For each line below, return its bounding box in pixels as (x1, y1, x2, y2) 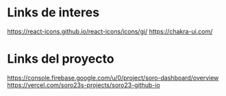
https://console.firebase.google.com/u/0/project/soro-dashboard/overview (7, 74, 219, 82)
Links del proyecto (7, 51, 114, 67)
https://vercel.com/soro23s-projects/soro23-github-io (7, 80, 161, 89)
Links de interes (7, 5, 100, 20)
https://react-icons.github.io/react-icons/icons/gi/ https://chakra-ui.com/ (7, 27, 213, 35)
